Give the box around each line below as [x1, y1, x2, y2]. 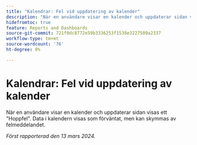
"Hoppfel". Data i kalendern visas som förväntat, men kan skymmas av [6, 115, 176, 122]
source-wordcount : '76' [6, 42, 64, 47]
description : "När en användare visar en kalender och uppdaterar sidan [6, 14, 188, 20]
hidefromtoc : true [6, 19, 51, 25]
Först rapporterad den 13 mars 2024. [6, 132, 96, 139]
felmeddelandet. [6, 121, 46, 128]
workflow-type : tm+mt [6, 36, 59, 42]
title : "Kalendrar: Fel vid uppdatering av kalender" [6, 8, 141, 15]
